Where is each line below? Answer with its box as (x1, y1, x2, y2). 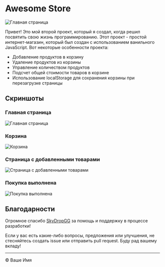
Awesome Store (5, 3, 71, 14)
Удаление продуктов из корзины (12, 59, 81, 65)
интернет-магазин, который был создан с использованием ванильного (5, 39, 155, 45)
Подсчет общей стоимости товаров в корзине (12, 69, 110, 75)
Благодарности (5, 205, 55, 213)
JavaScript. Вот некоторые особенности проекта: (5, 44, 109, 50)
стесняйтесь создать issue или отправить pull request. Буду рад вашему (5, 238, 157, 244)
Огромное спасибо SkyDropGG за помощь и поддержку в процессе (5, 218, 148, 224)
